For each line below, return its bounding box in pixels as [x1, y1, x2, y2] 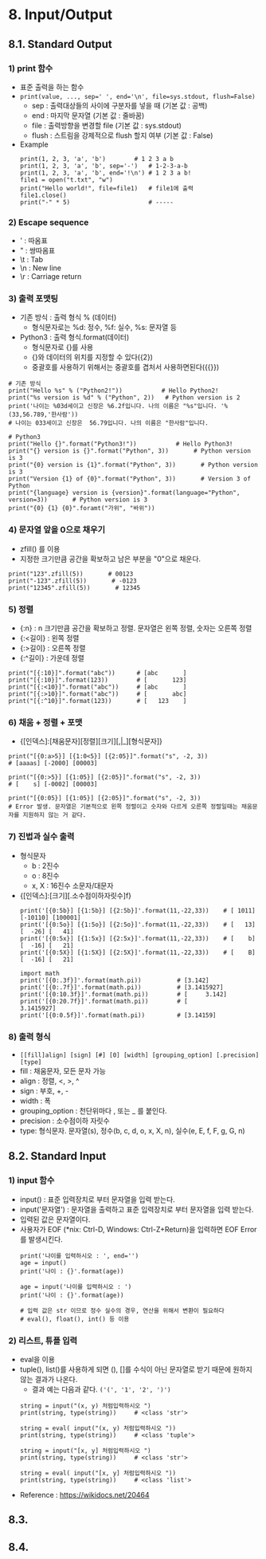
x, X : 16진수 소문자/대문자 [31, 881, 114, 890]
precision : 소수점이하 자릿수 [19, 1116, 110, 1125]
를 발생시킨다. [19, 1234, 64, 1244]
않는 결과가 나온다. [19, 1374, 78, 1384]
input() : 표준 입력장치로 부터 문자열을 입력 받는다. [19, 1194, 175, 1204]
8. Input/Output [8, 6, 113, 24]
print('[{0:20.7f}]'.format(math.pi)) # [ [19, 997, 189, 1005]
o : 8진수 [31, 870, 60, 880]
